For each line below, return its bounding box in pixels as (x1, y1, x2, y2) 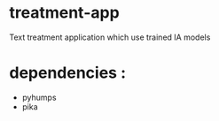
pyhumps (21, 92, 57, 102)
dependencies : (9, 63, 127, 83)
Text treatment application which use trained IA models (9, 32, 211, 42)
